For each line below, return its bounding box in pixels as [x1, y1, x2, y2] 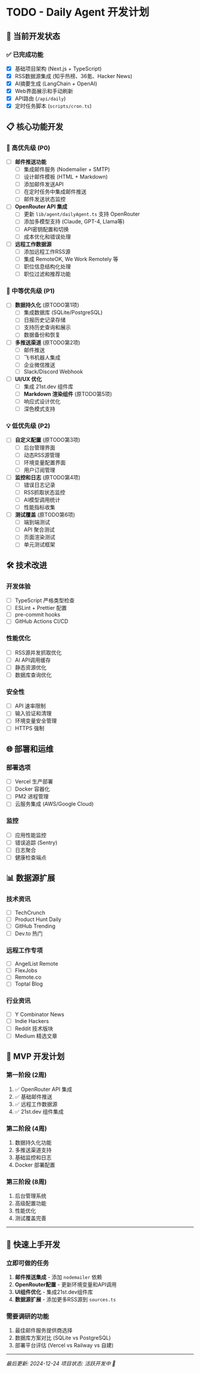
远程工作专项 [6, 946, 43, 954]
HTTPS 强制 [14, 725, 45, 732]
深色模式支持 [23, 405, 55, 413]
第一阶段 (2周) [6, 1071, 47, 1079]
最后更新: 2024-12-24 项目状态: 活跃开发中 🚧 [6, 1360, 116, 1367]
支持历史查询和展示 [23, 324, 71, 331]
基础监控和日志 [14, 1154, 52, 1161]
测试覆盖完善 [14, 1214, 46, 1222]
